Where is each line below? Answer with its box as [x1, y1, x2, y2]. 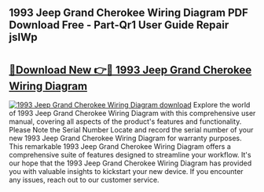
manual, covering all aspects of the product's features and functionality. [9, 117, 242, 126]
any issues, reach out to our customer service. [9, 176, 159, 184]
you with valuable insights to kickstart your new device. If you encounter [9, 167, 244, 176]
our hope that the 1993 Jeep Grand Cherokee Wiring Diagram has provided [9, 158, 252, 168]
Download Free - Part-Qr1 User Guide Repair [9, 19, 229, 32]
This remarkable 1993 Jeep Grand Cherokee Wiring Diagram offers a [9, 142, 231, 151]
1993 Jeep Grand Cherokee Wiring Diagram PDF [9, 6, 248, 20]
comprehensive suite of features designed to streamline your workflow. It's [9, 150, 251, 159]
